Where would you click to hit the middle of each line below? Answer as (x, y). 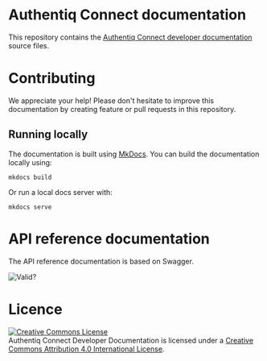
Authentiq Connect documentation (127, 15)
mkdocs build (30, 177)
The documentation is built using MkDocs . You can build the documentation (134, 154)
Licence (35, 309)
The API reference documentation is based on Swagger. (101, 261)
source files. (29, 45)
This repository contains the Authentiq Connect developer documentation (130, 37)
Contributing (52, 79)
